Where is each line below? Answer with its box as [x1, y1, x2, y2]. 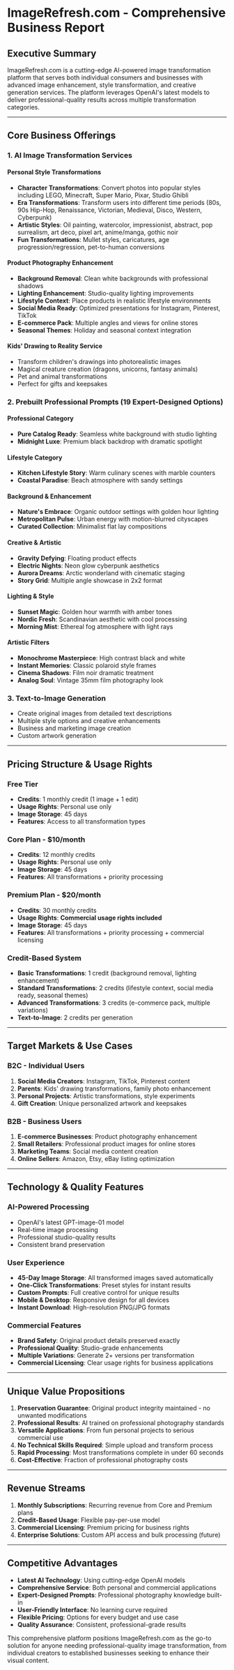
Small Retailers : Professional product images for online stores [17, 1139, 196, 1148]
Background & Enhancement [7, 492, 92, 500]
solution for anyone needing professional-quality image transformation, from [7, 1641, 227, 1650]
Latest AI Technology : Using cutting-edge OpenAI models [17, 1576, 186, 1584]
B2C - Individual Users [7, 1061, 85, 1071]
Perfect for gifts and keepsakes [17, 379, 108, 388]
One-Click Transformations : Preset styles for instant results [17, 1281, 192, 1289]
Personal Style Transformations [7, 167, 102, 176]
